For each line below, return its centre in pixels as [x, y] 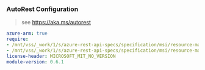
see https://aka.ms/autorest [56, 23]
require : [17, 39]
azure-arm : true [27, 33]
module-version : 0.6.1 [35, 62]
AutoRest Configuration [42, 9]
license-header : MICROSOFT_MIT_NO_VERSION [61, 56]
